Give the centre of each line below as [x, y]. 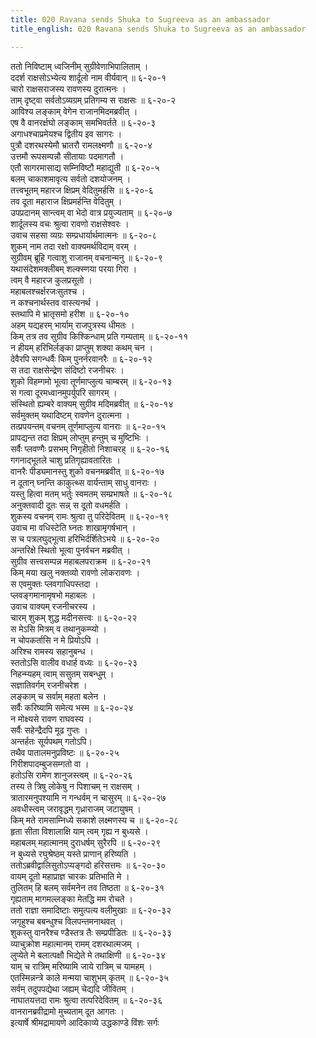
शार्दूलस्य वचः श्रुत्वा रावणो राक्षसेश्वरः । [70, 223]
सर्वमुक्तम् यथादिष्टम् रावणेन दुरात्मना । [70, 415]
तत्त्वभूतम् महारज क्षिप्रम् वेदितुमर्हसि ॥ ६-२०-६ [82, 190]
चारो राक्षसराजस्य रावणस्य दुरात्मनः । [68, 88]
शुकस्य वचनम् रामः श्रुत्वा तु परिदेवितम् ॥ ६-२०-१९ [90, 516]
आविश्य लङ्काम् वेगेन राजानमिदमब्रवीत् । [74, 111]
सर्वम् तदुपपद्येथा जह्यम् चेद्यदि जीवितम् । [72, 988]
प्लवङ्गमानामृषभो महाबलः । [53, 595]
